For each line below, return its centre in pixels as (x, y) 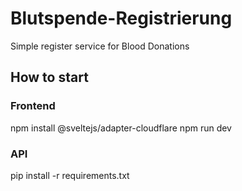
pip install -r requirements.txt (70, 175)
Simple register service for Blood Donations (100, 46)
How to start (49, 77)
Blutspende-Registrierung (121, 18)
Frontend (33, 106)
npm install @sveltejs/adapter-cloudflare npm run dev (121, 128)
